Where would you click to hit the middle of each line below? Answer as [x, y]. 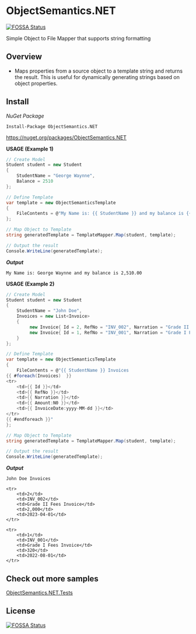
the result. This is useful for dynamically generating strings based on [97, 77]
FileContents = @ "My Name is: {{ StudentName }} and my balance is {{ [104, 214]
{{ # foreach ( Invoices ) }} [39, 376]
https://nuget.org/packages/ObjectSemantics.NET [66, 137]
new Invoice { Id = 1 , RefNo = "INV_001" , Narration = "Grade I [108, 333]
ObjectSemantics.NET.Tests [39, 593]
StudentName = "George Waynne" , [56, 176]
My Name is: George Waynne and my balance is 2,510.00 [74, 273]
